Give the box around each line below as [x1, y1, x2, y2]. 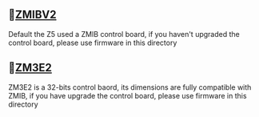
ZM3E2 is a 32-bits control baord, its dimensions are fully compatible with [8, 82, 252, 92]
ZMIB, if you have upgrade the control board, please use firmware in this [8, 91, 247, 100]
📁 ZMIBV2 [8, 8, 57, 22]
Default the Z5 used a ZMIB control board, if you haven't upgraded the [8, 29, 240, 38]
